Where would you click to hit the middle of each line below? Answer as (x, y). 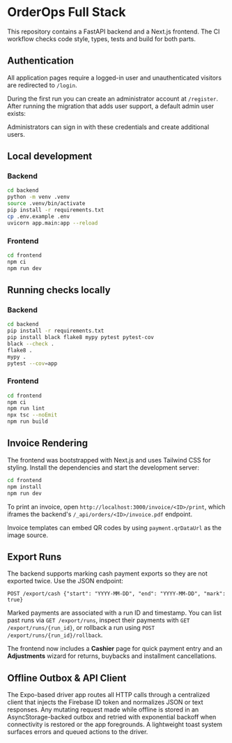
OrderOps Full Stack (67, 12)
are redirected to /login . (42, 85)
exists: (17, 113)
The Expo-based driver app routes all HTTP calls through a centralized (109, 695)
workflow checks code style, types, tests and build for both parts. (102, 38)
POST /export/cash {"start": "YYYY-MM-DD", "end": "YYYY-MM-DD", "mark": (117, 594)
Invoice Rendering (48, 443)
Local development (50, 157)
